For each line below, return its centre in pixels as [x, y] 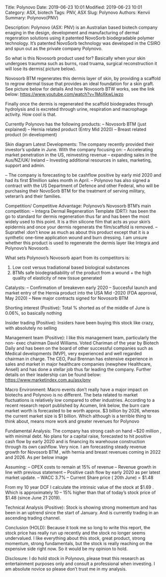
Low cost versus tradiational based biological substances [71, 267]
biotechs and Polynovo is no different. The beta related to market [71, 395]
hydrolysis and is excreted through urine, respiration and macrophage [76, 109]
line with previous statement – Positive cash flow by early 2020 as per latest [83, 472]
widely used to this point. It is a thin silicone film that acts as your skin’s [78, 222]
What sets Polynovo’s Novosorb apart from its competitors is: [68, 258]
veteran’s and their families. [33, 196]
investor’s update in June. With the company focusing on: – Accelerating [79, 149]
